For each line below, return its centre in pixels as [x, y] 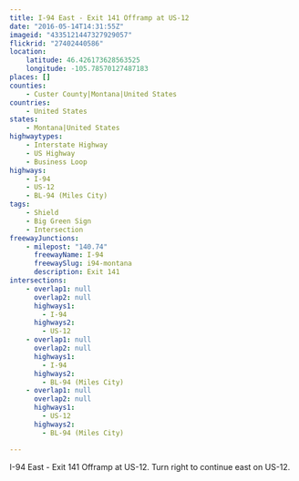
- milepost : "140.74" [67, 247]
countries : [30, 102]
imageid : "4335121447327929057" [71, 35]
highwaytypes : [36, 137]
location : [28, 52]
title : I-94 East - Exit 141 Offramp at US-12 [99, 18]
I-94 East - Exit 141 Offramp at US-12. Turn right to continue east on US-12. [150, 466]
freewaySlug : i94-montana [82, 264]
